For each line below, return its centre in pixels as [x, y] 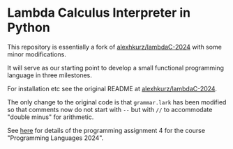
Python [29, 28]
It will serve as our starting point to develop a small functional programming [116, 68]
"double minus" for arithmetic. [51, 117]
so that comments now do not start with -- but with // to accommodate [110, 109]
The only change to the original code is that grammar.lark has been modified [117, 102]
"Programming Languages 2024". [55, 138]
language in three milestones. [50, 75]
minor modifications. [37, 54]
